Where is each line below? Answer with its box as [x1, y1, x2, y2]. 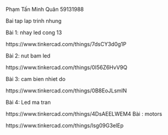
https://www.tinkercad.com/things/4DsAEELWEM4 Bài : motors [5, 110, 163, 117]
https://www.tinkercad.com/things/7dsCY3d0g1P [5, 41, 127, 47]
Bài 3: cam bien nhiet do [5, 76, 66, 82]
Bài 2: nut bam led [5, 52, 50, 59]
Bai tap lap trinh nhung [5, 17, 62, 24]
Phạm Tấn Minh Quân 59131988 [5, 6, 84, 13]
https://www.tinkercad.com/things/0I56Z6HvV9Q [5, 64, 128, 71]
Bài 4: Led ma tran [5, 99, 51, 106]
